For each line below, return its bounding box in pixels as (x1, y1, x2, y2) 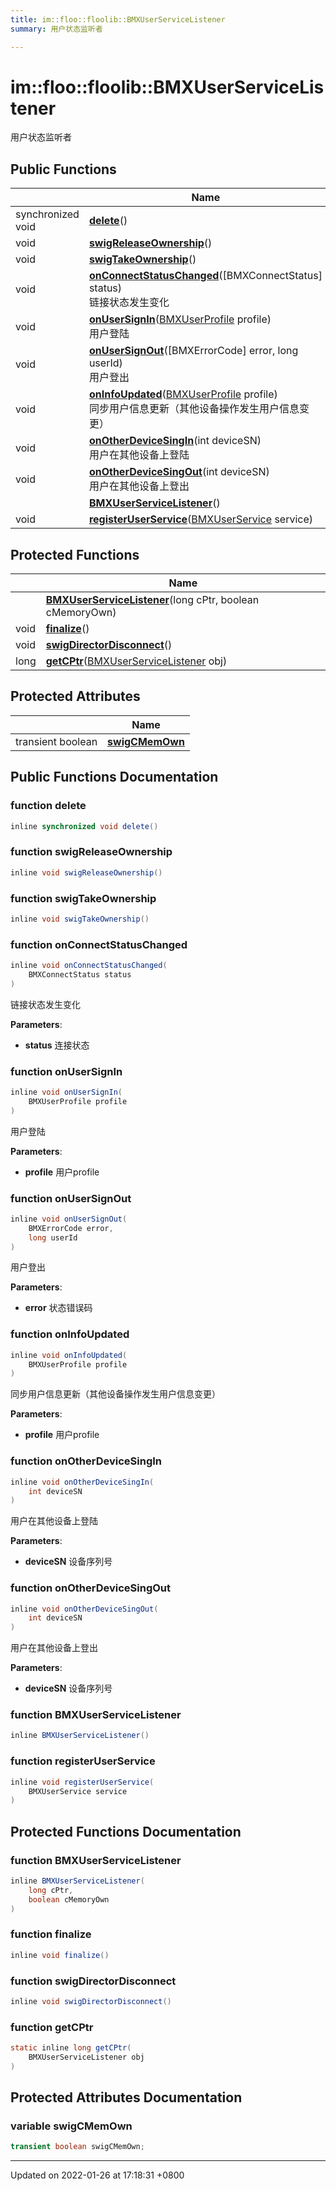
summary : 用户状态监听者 (10, 24, 103, 34)
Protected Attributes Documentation (10, 2089, 243, 2106)
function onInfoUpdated (10, 1327, 130, 1341)
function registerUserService (10, 1754, 156, 1768)
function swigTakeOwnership (10, 891, 157, 905)
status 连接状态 (24, 1039, 90, 1051)
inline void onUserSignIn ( (10, 1087, 123, 1097)
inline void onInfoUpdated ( (10, 1350, 128, 1360)
